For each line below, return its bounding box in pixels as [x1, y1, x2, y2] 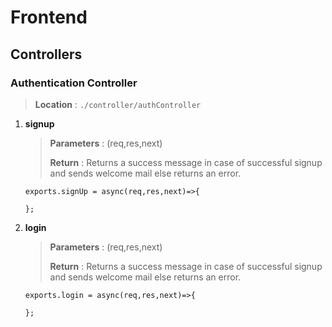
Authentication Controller [10, 76, 138, 90]
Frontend [10, 6, 88, 29]
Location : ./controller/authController [34, 98, 202, 110]
